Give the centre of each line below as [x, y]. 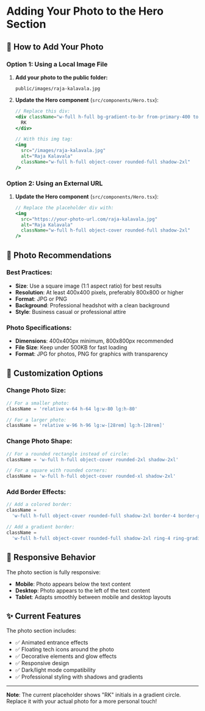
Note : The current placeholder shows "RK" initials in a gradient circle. [94, 695]
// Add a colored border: [39, 505]
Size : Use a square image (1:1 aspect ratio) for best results [88, 286]
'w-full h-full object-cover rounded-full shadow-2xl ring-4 [91, 538]
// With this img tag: [44, 139]
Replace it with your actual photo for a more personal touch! [82, 701]
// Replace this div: [42, 111]
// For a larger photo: [37, 420]
